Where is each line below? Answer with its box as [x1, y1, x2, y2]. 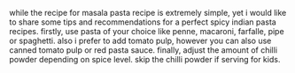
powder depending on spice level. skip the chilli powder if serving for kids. [9, 55, 281, 64]
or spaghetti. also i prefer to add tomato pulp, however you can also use [9, 35, 272, 46]
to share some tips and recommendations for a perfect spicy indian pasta [9, 17, 276, 27]
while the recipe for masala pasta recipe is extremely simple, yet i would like [9, 8, 287, 18]
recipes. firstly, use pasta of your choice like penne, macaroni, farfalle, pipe [9, 26, 285, 36]
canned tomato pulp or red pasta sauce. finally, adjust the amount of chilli [9, 45, 277, 55]
